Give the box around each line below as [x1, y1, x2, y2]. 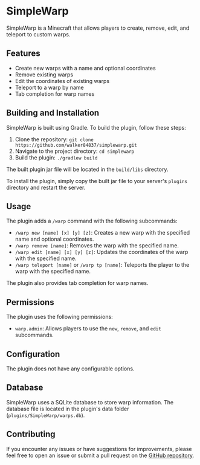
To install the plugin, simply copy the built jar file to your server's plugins [6, 177, 188, 184]
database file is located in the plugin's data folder [6, 405, 129, 412]
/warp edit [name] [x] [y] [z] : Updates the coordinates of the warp [15, 249, 189, 256]
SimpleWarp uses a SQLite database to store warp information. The [6, 398, 174, 406]
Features [6, 49, 40, 59]
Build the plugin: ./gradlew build [15, 153, 98, 161]
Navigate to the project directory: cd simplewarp [15, 147, 135, 155]
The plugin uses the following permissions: [6, 313, 113, 321]
